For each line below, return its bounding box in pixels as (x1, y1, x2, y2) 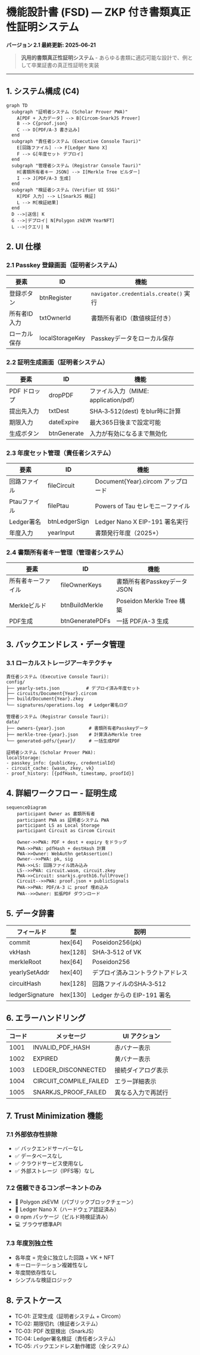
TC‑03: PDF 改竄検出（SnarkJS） (14, 1328, 97, 1335)
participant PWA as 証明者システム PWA (17, 817, 110, 823)
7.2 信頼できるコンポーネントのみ (6, 1184, 102, 1192)
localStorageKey (39, 334, 86, 342)
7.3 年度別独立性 (6, 1239, 54, 1247)
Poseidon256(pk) (92, 938, 142, 946)
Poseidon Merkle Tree (115, 597, 178, 605)
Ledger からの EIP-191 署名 (92, 990, 171, 999)
